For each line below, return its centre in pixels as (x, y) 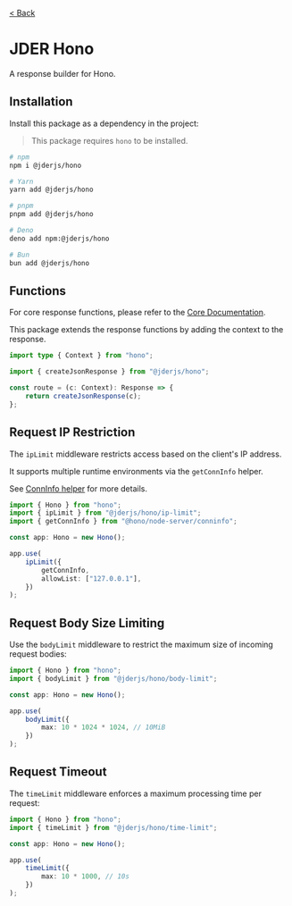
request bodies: (38, 654)
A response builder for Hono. (63, 73)
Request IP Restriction (72, 432)
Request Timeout (58, 772)
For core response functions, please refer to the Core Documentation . (138, 313)
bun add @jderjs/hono (50, 263)
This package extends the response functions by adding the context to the (146, 330)
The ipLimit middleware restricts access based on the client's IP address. (146, 454)
